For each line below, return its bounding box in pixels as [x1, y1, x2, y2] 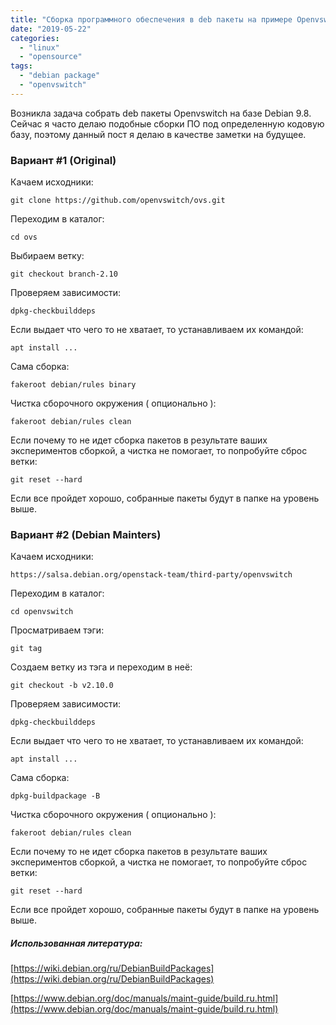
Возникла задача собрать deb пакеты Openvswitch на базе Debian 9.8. [10, 107, 312, 119]
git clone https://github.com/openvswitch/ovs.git [10, 196, 226, 206]
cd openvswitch [10, 607, 74, 617]
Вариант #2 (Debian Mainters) [10, 527, 162, 541]
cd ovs [10, 232, 38, 243]
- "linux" [19, 42, 60, 53]
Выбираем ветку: [10, 250, 85, 262]
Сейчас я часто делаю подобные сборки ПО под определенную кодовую [10, 117, 325, 130]
